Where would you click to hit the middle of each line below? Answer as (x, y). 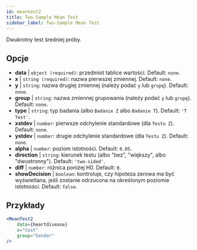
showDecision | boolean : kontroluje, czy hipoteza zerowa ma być (94, 174)
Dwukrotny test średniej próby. (44, 40)
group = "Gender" (36, 236)
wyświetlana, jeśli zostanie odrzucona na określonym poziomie (92, 180)
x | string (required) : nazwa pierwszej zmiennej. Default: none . (93, 79)
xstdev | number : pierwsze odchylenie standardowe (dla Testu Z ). (94, 123)
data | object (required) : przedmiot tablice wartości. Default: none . (97, 73)
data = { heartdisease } (42, 224)
